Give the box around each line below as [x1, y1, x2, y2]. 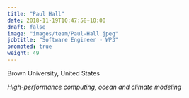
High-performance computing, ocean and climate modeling [7, 82, 182, 91]
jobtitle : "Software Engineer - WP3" [7, 37, 119, 44]
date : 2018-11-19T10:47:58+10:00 [7, 17, 106, 24]
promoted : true [7, 43, 52, 50]
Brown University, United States [7, 68, 101, 78]
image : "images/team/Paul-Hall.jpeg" [7, 30, 119, 37]
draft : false [7, 23, 46, 30]
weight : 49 [7, 50, 40, 57]
